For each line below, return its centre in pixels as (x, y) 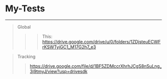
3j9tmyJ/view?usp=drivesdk (59, 71)
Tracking (26, 56)
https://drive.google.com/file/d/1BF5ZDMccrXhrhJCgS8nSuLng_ (96, 66)
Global (24, 27)
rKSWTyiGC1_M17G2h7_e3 (69, 47)
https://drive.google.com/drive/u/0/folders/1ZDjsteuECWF (101, 41)
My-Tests (25, 9)
